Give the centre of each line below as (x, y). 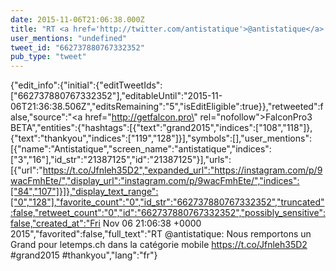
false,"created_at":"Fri (55, 223)
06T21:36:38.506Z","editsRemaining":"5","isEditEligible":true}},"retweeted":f (167, 107)
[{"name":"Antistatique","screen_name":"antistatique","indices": (141, 149)
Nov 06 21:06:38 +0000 (152, 223)
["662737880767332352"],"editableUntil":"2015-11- (116, 96)
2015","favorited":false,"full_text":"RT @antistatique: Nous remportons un (161, 234)
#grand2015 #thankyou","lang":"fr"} (84, 255)
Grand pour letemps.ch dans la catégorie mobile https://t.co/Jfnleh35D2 (159, 245)
